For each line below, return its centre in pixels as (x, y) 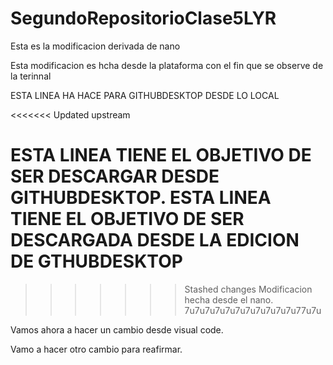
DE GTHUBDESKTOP (96, 261)
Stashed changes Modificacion (248, 289)
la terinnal (31, 76)
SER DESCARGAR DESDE (115, 176)
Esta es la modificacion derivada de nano (95, 46)
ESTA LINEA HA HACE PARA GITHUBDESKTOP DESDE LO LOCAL (145, 95)
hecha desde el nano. (229, 299)
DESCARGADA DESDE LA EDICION (155, 240)
